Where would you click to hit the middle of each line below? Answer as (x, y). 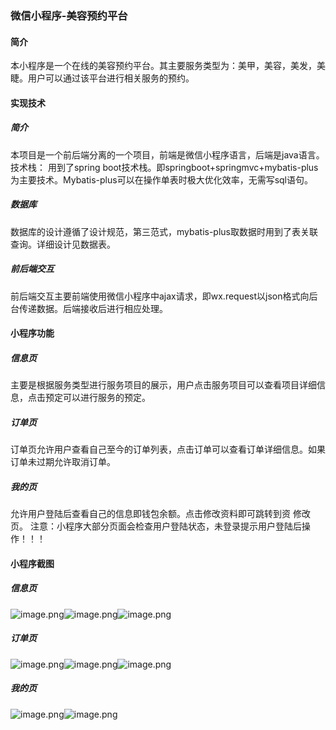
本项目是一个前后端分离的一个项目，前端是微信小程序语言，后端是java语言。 (167, 154)
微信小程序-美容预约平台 (69, 15)
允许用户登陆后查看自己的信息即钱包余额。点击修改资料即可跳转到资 (150, 514)
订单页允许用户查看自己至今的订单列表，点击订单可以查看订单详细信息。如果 (168, 449)
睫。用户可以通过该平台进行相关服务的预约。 (102, 78)
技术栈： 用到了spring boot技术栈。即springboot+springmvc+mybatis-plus (164, 167)
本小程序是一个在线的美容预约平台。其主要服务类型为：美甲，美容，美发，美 (168, 66)
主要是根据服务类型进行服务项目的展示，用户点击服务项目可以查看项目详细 (163, 385)
